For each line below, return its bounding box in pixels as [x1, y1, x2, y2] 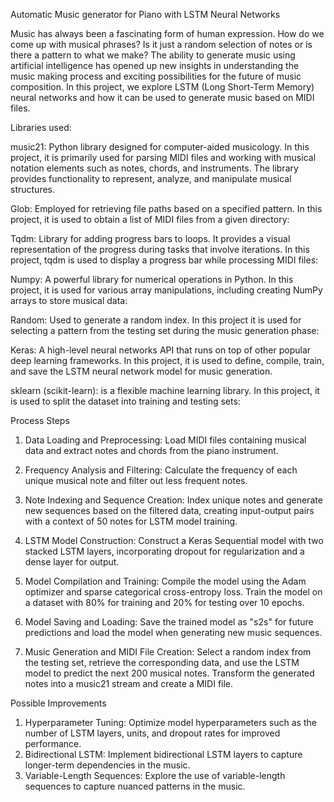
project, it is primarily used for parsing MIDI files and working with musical [10, 152, 317, 163]
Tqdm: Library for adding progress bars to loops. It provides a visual [10, 233, 291, 244]
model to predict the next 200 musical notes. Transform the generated [24, 667, 315, 679]
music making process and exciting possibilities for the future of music [10, 70, 302, 82]
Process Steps [10, 415, 70, 426]
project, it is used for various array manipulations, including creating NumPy [10, 284, 323, 296]
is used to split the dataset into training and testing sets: [10, 395, 241, 407]
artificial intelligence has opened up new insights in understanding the [10, 60, 300, 71]
